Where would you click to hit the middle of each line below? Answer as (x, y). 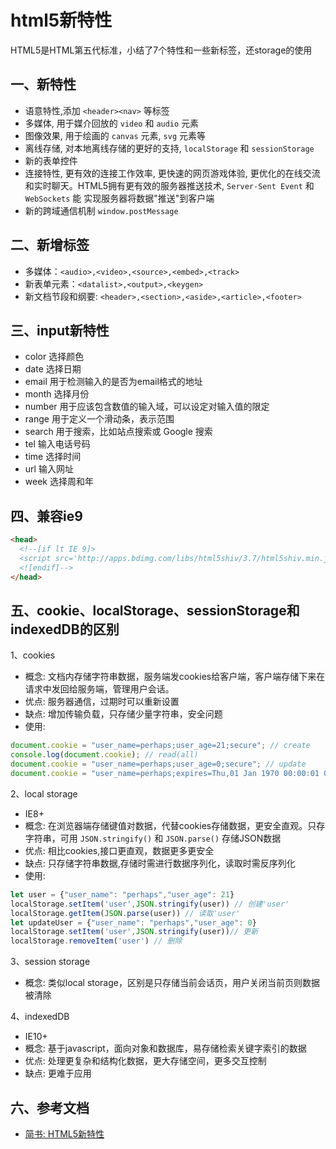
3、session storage (50, 962)
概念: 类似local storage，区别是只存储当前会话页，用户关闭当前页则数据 (172, 983)
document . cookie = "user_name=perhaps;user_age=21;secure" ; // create (160, 746)
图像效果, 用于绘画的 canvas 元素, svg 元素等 (115, 135)
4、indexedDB (40, 1017)
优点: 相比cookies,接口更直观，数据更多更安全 (119, 850)
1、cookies (33, 655)
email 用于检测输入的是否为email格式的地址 (113, 382)
